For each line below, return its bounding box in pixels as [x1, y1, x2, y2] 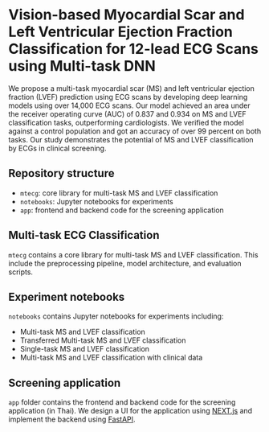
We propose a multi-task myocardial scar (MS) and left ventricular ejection [8, 83, 255, 93]
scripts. [8, 267, 34, 277]
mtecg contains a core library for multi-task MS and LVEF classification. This [8, 249, 259, 259]
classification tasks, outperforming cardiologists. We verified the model [8, 117, 245, 127]
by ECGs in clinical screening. [8, 143, 107, 153]
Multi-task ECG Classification [8, 228, 160, 242]
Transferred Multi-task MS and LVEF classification [19, 335, 186, 345]
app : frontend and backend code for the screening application [19, 205, 225, 215]
